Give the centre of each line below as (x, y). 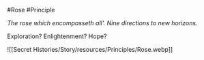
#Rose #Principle (31, 10)
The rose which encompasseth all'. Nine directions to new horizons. (102, 23)
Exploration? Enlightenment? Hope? (57, 36)
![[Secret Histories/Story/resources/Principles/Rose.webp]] (90, 49)
